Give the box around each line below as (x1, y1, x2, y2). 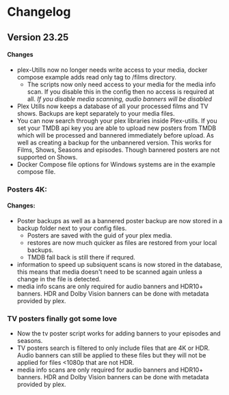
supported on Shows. (16, 153, 78, 161)
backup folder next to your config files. (16, 224, 127, 232)
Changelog (7, 4, 71, 20)
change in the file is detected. (16, 275, 101, 283)
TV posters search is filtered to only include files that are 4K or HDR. (16, 344, 210, 353)
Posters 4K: (7, 184, 48, 194)
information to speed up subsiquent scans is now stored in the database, (16, 260, 223, 268)
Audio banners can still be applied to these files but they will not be (16, 351, 206, 359)
